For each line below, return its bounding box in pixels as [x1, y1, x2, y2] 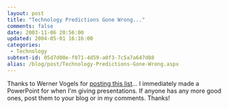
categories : [7, 42, 41, 48]
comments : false [7, 22, 53, 29]
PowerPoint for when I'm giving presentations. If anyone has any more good [7, 87, 222, 95]
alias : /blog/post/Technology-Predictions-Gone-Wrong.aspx [7, 61, 179, 67]
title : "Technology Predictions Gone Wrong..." [7, 16, 146, 23]
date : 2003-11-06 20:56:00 [7, 29, 84, 36]
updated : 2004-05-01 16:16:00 [7, 35, 94, 42]
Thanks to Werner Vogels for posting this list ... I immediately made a [7, 79, 200, 87]
